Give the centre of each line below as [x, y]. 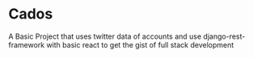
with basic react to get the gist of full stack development [140, 44]
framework [27, 44]
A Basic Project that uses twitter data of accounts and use [105, 36]
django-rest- [224, 36]
